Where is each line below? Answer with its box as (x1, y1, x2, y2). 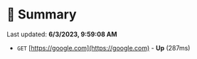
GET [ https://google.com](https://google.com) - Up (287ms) (16, 43, 191, 52)
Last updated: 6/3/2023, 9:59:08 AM (6, 30, 118, 38)
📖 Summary (6, 6, 77, 23)
